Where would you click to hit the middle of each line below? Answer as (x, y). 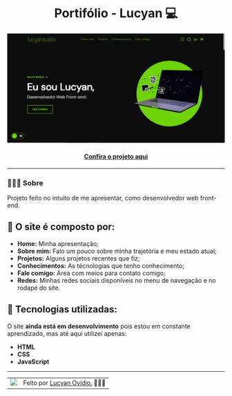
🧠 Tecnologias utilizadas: (62, 309)
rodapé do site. (39, 287)
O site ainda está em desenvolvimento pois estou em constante (99, 326)
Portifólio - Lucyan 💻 (116, 13)
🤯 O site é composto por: (61, 227)
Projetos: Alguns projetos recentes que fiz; (78, 258)
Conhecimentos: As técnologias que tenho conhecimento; (101, 265)
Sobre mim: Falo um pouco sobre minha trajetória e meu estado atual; (117, 251)
